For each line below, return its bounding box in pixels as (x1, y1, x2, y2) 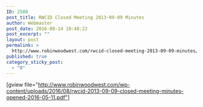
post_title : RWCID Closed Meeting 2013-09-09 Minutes (6, 14, 145, 20)
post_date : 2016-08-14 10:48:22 (6, 25, 88, 32)
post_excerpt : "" (6, 31, 50, 37)
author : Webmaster (6, 20, 53, 26)
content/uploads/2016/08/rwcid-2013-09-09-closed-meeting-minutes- (6, 88, 184, 95)
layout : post (6, 37, 39, 43)
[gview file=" (6, 81, 39, 88)
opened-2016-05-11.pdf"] (6, 94, 70, 101)
